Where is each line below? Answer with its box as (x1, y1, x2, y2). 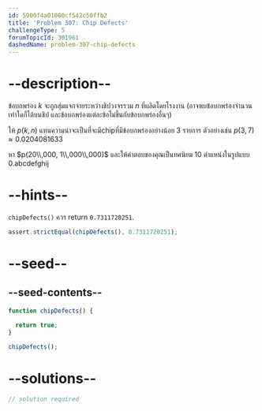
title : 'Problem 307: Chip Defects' (8, 19, 129, 27)
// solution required (8, 395, 80, 403)
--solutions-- (8, 369, 97, 387)
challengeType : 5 (8, 26, 65, 34)
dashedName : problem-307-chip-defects (8, 41, 136, 49)
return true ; (15, 321, 58, 329)
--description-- (8, 75, 112, 93)
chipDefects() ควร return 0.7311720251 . (8, 212, 134, 222)
